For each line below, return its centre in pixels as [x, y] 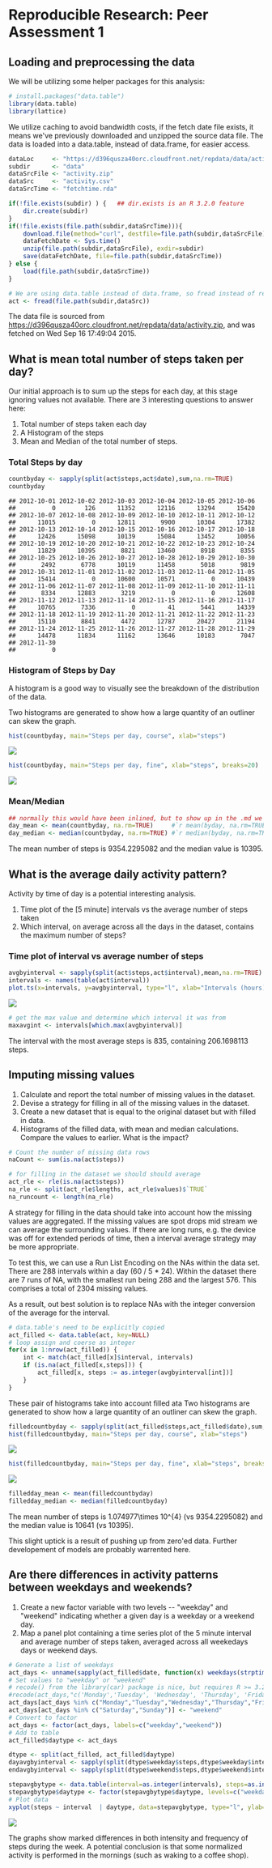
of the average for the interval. [59, 1313]
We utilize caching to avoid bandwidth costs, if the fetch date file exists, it [131, 126]
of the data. [28, 696]
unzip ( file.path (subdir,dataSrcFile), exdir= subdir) [114, 249]
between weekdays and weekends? [100, 1587]
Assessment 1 [56, 32]
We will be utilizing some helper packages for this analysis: [106, 81]
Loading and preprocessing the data [102, 62]
